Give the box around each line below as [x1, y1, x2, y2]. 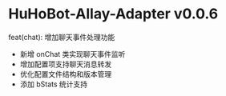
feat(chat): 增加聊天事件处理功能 [8, 32, 115, 42]
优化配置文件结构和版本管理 [19, 69, 112, 78]
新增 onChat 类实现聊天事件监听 [19, 49, 126, 58]
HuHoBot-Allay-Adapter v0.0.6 [8, 5, 219, 23]
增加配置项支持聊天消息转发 [19, 59, 112, 69]
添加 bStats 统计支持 [19, 79, 88, 89]
